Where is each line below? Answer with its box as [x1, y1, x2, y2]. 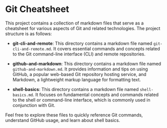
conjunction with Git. [12, 102, 56, 108]
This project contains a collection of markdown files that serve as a [5, 20, 144, 26]
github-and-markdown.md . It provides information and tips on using [12, 66, 148, 72]
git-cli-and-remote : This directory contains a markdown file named [12, 40, 152, 46]
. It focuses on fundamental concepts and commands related [33, 91, 159, 97]
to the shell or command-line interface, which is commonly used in [12, 96, 150, 103]
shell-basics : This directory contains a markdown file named [12, 86, 139, 92]
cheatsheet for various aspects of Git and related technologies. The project [5, 25, 160, 31]
